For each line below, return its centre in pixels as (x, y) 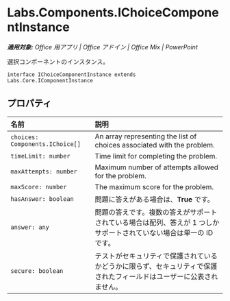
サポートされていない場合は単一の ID (154, 232)
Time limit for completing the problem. (156, 156)
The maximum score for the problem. (154, 186)
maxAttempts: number (44, 171)
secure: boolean (37, 271)
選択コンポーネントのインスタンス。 (58, 61)
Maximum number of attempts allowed (157, 167)
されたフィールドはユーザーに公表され (156, 276)
